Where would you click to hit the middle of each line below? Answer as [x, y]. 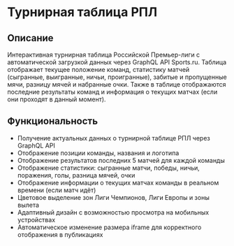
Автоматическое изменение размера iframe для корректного [109, 227]
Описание [30, 38]
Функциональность [53, 121]
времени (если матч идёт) [57, 190]
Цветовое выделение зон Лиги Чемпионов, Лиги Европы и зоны [113, 197]
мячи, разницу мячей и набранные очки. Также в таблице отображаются [117, 84]
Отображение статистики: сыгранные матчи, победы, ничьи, [109, 168]
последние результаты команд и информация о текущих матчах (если [112, 92]
